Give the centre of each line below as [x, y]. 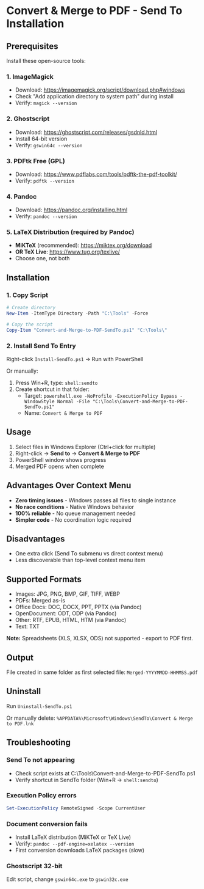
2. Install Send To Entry [41, 346]
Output [20, 657]
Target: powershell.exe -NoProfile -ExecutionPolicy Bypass [101, 395]
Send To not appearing [40, 760]
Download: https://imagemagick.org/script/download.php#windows [100, 90]
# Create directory [31, 308]
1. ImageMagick [30, 76]
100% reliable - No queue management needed [75, 513]
